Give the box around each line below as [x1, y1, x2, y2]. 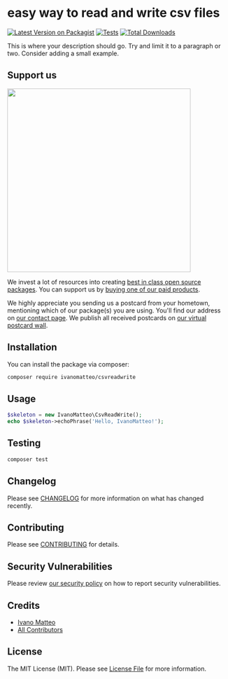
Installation [7, 341, 57, 353]
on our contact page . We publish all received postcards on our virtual [7, 313, 207, 322]
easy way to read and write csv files [7, 5, 220, 21]
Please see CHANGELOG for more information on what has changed [7, 494, 204, 502]
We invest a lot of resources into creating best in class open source [7, 277, 201, 286]
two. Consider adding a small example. [7, 49, 119, 57]
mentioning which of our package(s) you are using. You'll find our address [7, 306, 221, 315]
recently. [7, 501, 33, 509]
